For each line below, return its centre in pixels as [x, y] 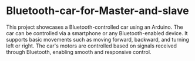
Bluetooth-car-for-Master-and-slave [97, 11]
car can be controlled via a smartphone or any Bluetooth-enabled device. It [97, 33]
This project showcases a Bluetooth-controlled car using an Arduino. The [95, 27]
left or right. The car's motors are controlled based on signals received [92, 46]
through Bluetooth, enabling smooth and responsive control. [79, 52]
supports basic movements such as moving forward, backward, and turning [97, 39]
